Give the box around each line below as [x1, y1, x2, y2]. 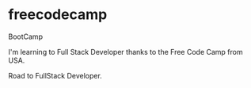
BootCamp [8, 32, 44, 41]
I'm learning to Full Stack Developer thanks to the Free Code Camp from [8, 47, 243, 56]
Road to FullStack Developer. [8, 71, 103, 80]
